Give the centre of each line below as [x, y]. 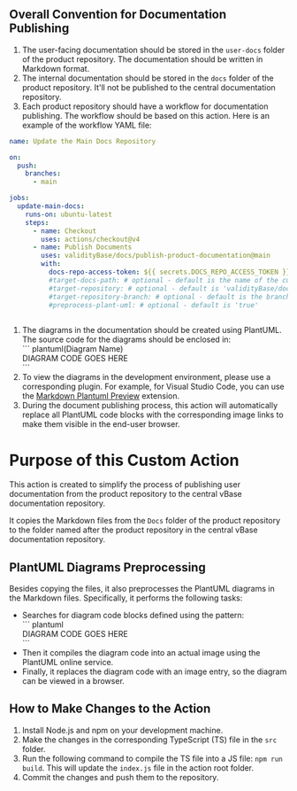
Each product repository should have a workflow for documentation [145, 106]
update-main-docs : [51, 206]
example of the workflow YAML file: [87, 125]
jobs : [19, 198]
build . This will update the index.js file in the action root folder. [138, 768]
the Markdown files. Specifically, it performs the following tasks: [126, 598]
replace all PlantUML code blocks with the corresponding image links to [153, 415]
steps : [37, 222]
